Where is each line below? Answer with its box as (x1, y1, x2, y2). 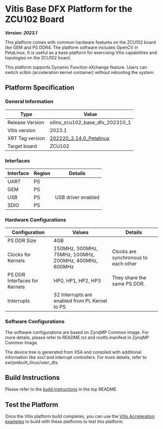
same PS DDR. (112, 280, 145, 287)
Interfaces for (7, 278, 39, 284)
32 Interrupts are (53, 291, 92, 298)
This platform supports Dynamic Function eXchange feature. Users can (5, 64, 147, 70)
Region (33, 169, 50, 176)
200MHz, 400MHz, (53, 257, 98, 264)
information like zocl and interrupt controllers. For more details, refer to (5, 354, 147, 360)
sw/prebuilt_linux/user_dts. (5, 359, 59, 365)
